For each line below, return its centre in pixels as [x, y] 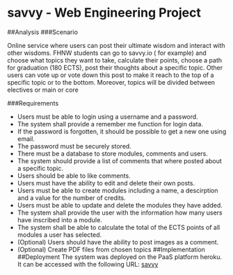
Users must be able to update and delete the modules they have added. [120, 205]
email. [26, 139]
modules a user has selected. [59, 235]
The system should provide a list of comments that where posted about [120, 160]
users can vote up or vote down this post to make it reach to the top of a [111, 75]
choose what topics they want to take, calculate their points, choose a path [115, 60]
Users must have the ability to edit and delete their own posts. [106, 183]
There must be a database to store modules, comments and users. [113, 153]
